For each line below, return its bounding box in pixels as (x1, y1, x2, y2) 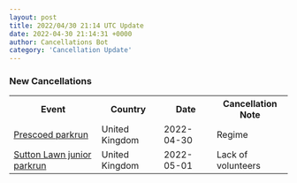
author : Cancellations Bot (9, 37, 109, 47)
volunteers (216, 160, 261, 172)
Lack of (216, 149, 248, 161)
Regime (216, 129, 248, 141)
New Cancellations (9, 75, 93, 88)
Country (110, 103, 147, 116)
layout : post (9, 12, 57, 22)
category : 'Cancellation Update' (9, 46, 133, 55)
